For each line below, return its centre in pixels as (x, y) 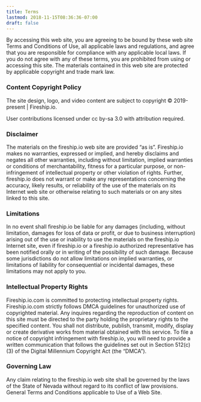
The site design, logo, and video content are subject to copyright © (89, 100)
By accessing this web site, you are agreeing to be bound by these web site (100, 40)
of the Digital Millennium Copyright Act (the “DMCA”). (81, 351)
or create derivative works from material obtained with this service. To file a (100, 332)
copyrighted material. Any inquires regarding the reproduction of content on (100, 313)
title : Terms (22, 12)
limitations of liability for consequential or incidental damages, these (91, 265)
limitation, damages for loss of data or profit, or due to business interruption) (101, 233)
